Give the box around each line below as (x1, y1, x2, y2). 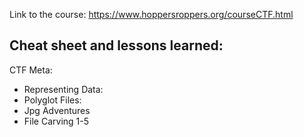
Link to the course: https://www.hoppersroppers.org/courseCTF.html (9, 9, 294, 20)
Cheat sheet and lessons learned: (9, 37, 224, 54)
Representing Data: (23, 83, 104, 95)
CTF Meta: (9, 64, 53, 76)
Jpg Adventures (23, 104, 91, 116)
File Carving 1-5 (23, 115, 90, 127)
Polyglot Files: (23, 94, 82, 106)
